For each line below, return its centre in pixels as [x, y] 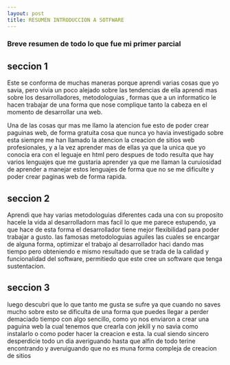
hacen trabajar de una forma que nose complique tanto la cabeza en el [107, 105]
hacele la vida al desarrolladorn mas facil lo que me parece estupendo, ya [112, 222]
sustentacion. [26, 267]
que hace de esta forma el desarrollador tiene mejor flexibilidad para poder [113, 230]
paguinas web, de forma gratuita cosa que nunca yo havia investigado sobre [115, 133]
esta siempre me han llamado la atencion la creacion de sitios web [101, 140]
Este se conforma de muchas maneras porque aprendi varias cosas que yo [113, 83]
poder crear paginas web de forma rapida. [67, 177]
